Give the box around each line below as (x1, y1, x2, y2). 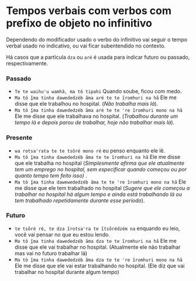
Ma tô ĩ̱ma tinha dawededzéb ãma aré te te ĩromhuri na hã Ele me (14, 94, 177, 101)
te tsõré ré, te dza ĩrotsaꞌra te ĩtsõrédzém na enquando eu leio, (14, 225, 180, 232)
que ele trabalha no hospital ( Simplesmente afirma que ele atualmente (14, 160, 185, 167)
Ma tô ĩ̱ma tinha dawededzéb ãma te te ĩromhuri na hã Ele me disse (14, 153, 181, 160)
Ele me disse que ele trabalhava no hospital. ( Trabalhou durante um (14, 113, 178, 120)
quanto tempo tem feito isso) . (14, 172, 88, 179)
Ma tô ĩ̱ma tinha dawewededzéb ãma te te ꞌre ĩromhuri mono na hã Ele (14, 178, 186, 185)
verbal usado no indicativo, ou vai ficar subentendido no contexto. (6, 42, 166, 49)
